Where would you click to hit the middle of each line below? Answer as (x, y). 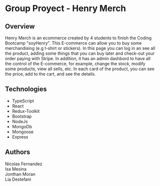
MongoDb (22, 126)
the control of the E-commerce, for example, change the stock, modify (75, 64)
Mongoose (23, 132)
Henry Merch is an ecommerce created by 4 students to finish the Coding (78, 38)
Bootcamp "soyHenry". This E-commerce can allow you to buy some (73, 43)
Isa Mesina (16, 169)
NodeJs (20, 121)
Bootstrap (22, 116)
